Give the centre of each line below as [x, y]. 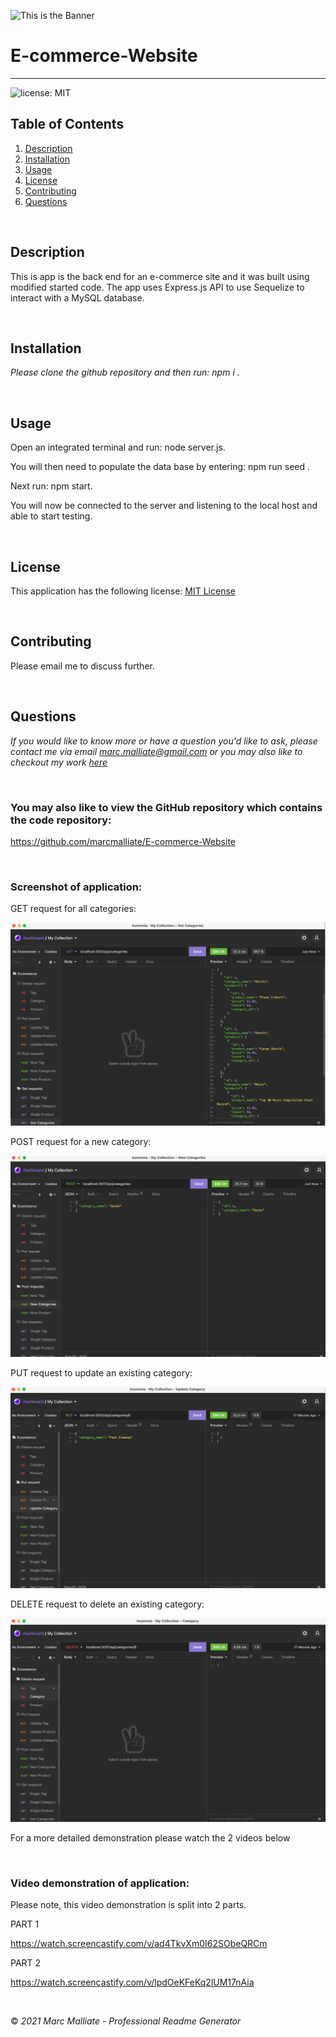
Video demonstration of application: [100, 1883]
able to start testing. [51, 516]
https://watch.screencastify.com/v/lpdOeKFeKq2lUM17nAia [132, 1982]
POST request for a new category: [81, 1142]
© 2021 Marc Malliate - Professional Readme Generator [126, 2021]
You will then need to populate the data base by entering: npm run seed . [160, 467]
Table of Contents [67, 124]
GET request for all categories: [73, 909]
